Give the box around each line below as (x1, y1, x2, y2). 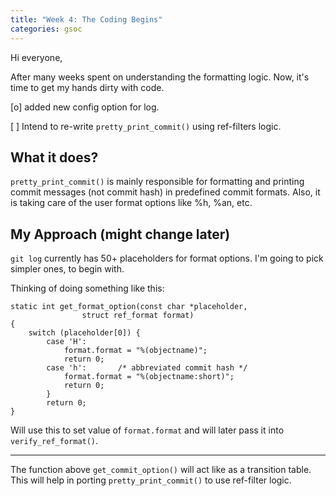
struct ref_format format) (81, 311, 195, 321)
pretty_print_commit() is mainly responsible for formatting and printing (10, 176, 305, 188)
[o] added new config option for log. (10, 101, 160, 113)
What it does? (10, 149, 99, 166)
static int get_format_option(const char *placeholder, (10, 302, 248, 312)
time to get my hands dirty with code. (10, 81, 165, 93)
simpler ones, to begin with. (10, 263, 125, 275)
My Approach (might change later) (10, 226, 231, 243)
